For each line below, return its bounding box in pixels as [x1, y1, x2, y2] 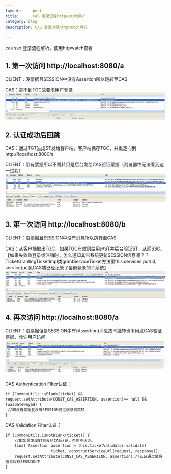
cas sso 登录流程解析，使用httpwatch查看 [5, 45, 93, 51]
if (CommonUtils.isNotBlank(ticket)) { [5, 433, 90, 438]
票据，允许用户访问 [5, 334, 46, 340]
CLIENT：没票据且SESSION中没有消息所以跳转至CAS [5, 235, 117, 241]
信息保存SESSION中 [5, 459, 41, 464]
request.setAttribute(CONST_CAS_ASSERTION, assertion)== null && [5, 396, 147, 402]
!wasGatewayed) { [5, 402, 42, 407]
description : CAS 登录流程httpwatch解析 [5, 24, 88, 30]
